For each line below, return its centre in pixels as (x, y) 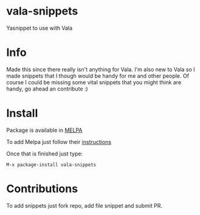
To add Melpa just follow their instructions (59, 142)
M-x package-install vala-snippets (51, 165)
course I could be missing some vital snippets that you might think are (94, 82)
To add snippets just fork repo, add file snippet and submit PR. (84, 205)
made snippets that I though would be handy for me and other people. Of (98, 76)
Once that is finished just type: (45, 154)
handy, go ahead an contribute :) (47, 89)
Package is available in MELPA (44, 130)
